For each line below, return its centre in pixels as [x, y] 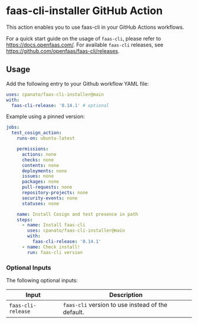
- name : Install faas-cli [53, 225]
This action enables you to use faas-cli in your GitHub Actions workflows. [95, 27]
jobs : [13, 128]
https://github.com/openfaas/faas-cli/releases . [63, 51]
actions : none [39, 154]
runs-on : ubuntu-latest [46, 138]
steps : [25, 220]
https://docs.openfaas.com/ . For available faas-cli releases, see [85, 45]
